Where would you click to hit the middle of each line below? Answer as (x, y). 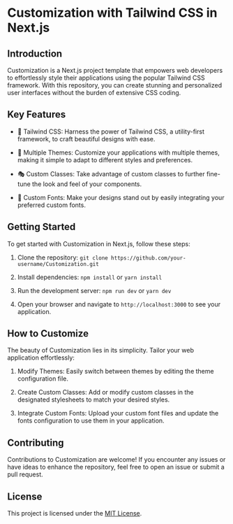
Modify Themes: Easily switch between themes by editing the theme (115, 371)
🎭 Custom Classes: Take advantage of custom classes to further (111, 174)
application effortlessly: (41, 357)
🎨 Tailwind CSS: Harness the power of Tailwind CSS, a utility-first (111, 132)
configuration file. (43, 378)
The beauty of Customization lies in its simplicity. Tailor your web (100, 350)
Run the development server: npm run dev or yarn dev (94, 290)
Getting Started (42, 227)
